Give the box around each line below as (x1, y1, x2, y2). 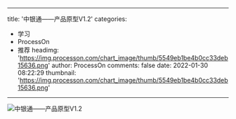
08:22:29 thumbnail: (17, 69, 77, 77)
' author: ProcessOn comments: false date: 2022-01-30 (48, 61, 209, 69)
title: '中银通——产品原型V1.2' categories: (7, 15, 128, 23)
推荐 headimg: (17, 46, 60, 54)
